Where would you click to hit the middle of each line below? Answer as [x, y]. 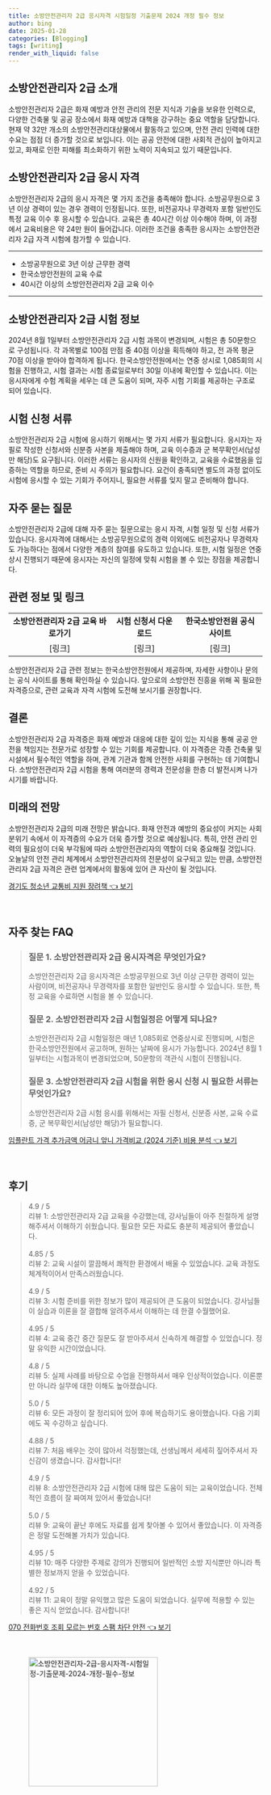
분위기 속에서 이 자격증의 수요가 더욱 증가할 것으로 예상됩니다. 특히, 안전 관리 [129, 838]
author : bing [30, 23]
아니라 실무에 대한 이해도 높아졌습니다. [97, 1385]
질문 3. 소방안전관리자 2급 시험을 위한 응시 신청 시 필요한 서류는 [143, 1081]
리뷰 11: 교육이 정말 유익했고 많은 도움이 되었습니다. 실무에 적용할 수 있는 [142, 1599]
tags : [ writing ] [35, 46]
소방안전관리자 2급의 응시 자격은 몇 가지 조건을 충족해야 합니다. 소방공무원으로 [131, 198]
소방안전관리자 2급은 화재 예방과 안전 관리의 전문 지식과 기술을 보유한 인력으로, [132, 109]
